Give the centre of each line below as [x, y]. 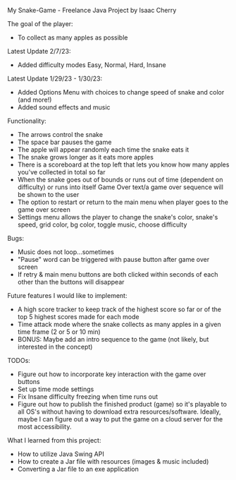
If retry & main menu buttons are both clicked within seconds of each [118, 274]
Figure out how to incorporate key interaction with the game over [112, 374]
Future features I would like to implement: [67, 295]
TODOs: [19, 360]
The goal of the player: [40, 24]
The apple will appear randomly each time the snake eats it [103, 150]
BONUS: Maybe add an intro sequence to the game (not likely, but [113, 339]
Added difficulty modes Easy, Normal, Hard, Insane [92, 65]
